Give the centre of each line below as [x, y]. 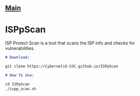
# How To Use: [20, 75]
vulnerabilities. [20, 48]
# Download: [17, 57]
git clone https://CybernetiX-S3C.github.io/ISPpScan [62, 66]
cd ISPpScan [17, 84]
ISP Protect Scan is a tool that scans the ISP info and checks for [70, 43]
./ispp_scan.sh [21, 89]
